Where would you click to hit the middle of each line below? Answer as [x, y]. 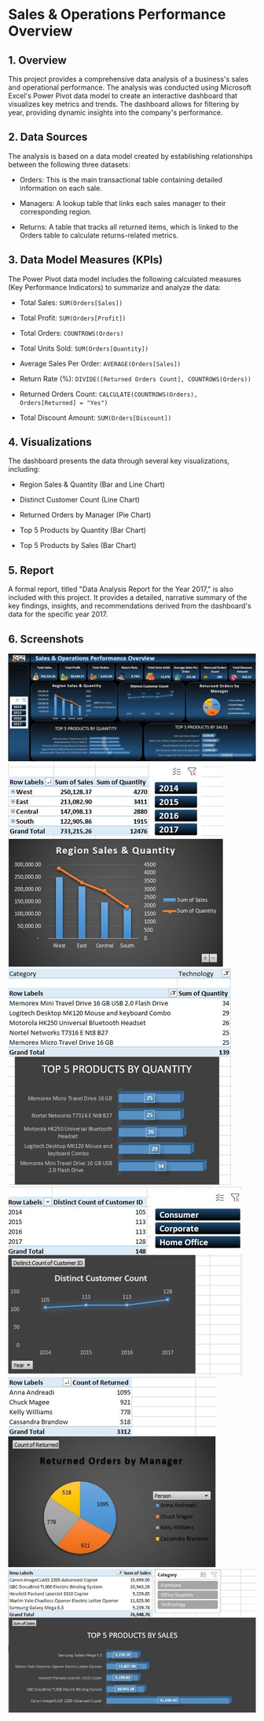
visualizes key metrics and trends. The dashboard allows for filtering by [124, 104]
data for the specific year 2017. [58, 614]
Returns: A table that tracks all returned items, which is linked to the [129, 226]
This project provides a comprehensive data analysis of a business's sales [128, 79]
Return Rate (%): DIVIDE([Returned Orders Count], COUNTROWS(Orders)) [135, 378]
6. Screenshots [46, 639]
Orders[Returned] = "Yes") [64, 403]
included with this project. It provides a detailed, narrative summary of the [128, 598]
